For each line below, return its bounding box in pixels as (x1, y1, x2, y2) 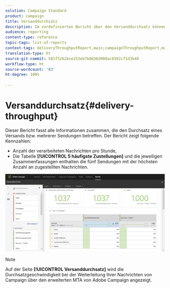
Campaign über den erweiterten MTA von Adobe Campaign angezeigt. (5, 277, 152, 283)
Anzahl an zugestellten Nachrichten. (12, 164, 89, 170)
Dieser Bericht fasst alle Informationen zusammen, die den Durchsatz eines (5, 127, 162, 133)
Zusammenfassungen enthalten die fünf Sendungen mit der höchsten (12, 158, 158, 164)
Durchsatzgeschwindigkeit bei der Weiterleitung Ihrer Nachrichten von (5, 271, 152, 277)
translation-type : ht (5, 51, 51, 56)
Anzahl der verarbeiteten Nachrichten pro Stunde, (12, 148, 117, 154)
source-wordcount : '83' (5, 67, 56, 72)
